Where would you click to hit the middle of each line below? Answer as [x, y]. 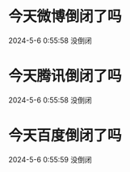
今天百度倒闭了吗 [65, 136]
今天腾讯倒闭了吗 [65, 76]
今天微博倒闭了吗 [65, 17]
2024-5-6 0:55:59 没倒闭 [50, 159]
